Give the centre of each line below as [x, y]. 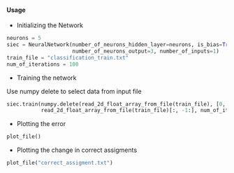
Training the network [46, 78]
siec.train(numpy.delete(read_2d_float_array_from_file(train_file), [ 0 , [116, 104]
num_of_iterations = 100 [43, 64]
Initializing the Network [50, 25]
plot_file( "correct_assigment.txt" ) [60, 163]
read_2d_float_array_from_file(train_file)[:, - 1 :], [119, 111]
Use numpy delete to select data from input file [74, 91]
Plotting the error [41, 124]
